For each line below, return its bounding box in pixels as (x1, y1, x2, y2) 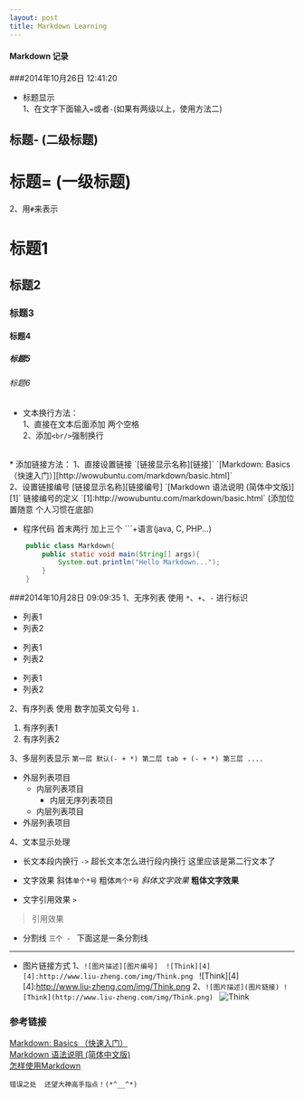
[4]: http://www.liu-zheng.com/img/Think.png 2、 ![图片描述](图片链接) (22, 981, 280, 992)
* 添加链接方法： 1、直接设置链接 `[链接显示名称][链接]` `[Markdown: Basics (9, 459, 291, 469)
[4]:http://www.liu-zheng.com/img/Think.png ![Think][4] (22, 970, 240, 981)
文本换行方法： (22, 407, 79, 418)
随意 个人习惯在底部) (16, 504, 95, 515)
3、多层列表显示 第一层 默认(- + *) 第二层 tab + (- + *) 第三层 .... (9, 753, 264, 764)
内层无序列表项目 (49, 795, 114, 806)
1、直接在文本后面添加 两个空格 (22, 418, 140, 430)
